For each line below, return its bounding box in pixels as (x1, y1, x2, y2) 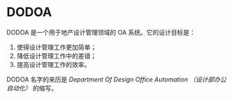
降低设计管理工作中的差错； (16, 52, 97, 60)
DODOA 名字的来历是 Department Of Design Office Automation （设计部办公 (6, 75, 227, 84)
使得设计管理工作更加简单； (16, 43, 97, 51)
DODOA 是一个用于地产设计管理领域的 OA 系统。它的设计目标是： (6, 28, 196, 36)
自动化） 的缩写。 (6, 84, 57, 92)
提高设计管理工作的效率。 (16, 60, 91, 68)
